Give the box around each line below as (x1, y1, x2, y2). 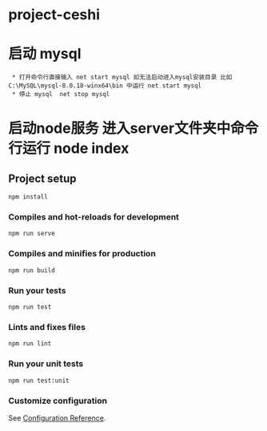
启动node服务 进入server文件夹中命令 (8, 119, 259, 138)
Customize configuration (8, 395, 108, 406)
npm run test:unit (8, 377, 70, 385)
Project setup (8, 171, 78, 185)
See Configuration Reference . (8, 413, 106, 422)
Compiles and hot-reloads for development (8, 211, 180, 223)
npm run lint (8, 340, 52, 348)
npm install (8, 193, 48, 201)
